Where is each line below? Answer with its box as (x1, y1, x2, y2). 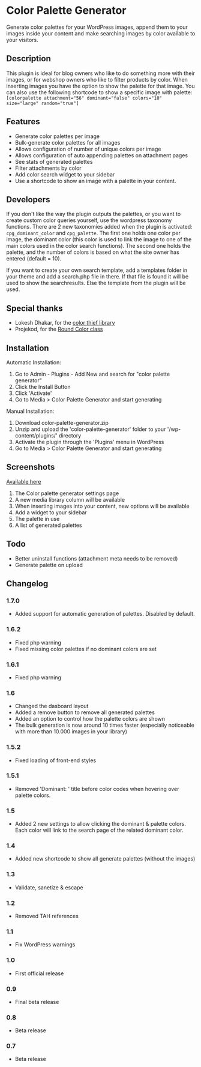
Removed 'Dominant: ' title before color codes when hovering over (14, 785, 179, 792)
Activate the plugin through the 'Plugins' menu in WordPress (14, 439, 164, 445)
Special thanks (6, 303, 63, 313)
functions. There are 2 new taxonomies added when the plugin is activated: (6, 223, 193, 230)
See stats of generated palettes (14, 158, 93, 165)
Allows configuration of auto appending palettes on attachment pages (14, 151, 188, 159)
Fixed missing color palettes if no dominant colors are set (14, 645, 157, 652)
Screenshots (6, 462, 55, 472)
